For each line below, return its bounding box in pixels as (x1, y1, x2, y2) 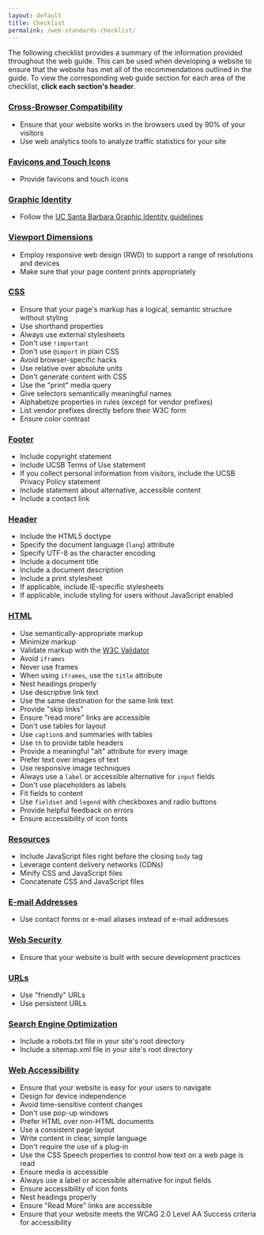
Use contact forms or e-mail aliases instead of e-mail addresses (19, 915, 229, 924)
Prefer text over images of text (19, 755, 119, 764)
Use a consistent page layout (19, 1125, 115, 1134)
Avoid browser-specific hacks (19, 354, 117, 365)
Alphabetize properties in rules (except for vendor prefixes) (19, 397, 213, 407)
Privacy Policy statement (19, 477, 101, 487)
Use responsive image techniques (19, 763, 131, 773)
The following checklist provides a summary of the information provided (8, 48, 243, 58)
